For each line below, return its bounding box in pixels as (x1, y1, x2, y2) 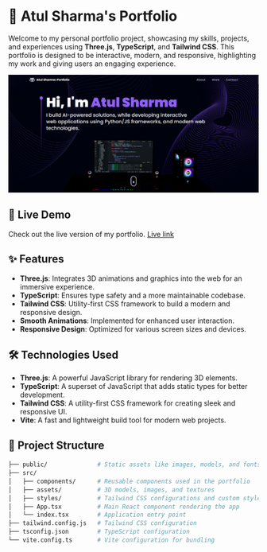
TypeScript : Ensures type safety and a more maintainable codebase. (19, 290, 246, 300)
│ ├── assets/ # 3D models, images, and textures (8, 485, 215, 494)
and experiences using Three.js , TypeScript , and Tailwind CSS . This (8, 41, 234, 51)
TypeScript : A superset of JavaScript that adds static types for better (19, 382, 248, 391)
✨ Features (8, 252, 64, 266)
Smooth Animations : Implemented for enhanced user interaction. (19, 316, 234, 325)
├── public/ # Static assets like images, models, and (8, 461, 240, 468)
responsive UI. (19, 407, 68, 417)
